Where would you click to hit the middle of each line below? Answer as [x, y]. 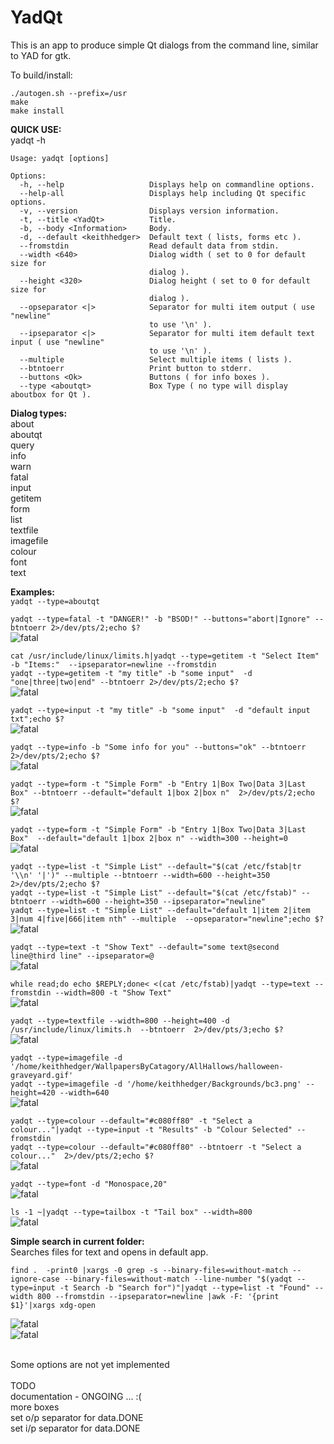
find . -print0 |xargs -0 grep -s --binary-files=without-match [149, 1270]
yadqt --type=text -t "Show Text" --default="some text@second [145, 947]
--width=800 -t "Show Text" [113, 992]
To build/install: [41, 75]
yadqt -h [28, 140]
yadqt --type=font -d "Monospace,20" [89, 1184]
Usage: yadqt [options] [60, 158]
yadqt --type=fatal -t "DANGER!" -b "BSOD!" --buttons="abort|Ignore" [160, 619]
